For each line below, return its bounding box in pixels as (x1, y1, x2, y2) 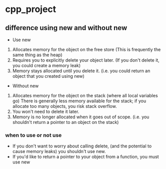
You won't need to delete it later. (12, 109, 79, 114)
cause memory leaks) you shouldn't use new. (12, 148, 106, 154)
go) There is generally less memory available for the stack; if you (12, 98, 146, 104)
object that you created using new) (12, 73, 85, 79)
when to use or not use (5, 131, 62, 138)
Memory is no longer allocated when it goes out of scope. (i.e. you (12, 114, 149, 120)
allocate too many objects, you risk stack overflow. (12, 103, 117, 109)
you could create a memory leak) (12, 63, 81, 68)
